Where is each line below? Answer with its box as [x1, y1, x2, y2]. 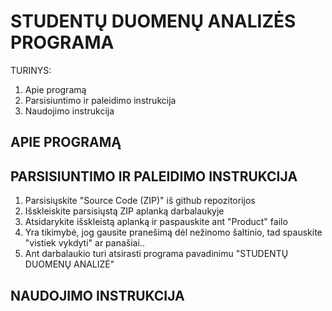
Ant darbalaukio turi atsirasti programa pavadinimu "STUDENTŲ [24, 248, 289, 260]
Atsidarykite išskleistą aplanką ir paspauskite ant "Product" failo [24, 216, 288, 228]
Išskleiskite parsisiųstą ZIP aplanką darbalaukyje [24, 205, 225, 217]
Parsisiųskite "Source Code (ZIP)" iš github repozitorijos [24, 195, 256, 207]
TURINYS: [10, 64, 52, 76]
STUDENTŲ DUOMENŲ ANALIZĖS [10, 10, 297, 33]
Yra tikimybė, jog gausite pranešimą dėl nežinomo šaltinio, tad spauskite [24, 226, 323, 239]
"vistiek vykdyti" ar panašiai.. [24, 237, 145, 249]
